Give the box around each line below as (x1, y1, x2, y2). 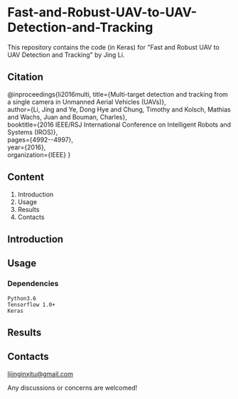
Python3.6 (7, 294, 37, 302)
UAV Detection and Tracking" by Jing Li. (7, 50, 125, 59)
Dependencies (7, 279, 59, 289)
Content (7, 171, 45, 183)
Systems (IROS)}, (7, 127, 58, 136)
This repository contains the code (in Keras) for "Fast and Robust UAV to (7, 43, 220, 51)
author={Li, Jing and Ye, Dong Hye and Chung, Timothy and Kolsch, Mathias (7, 105, 231, 114)
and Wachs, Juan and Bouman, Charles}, (7, 112, 128, 121)
